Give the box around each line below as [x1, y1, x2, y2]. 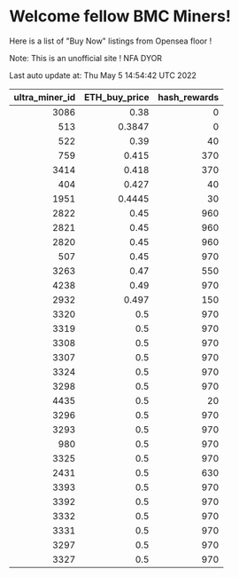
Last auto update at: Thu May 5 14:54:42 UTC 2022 [9, 69, 197, 81]
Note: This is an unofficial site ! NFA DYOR [9, 52, 162, 63]
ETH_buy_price [83, 91, 150, 103]
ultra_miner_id [13, 91, 76, 103]
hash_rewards [158, 91, 220, 103]
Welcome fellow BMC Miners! [9, 6, 232, 27]
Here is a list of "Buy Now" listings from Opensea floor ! [9, 36, 212, 46]
